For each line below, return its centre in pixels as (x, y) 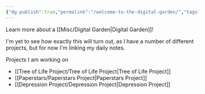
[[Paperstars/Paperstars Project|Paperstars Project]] (81, 78)
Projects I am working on (37, 59)
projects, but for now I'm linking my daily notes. (65, 48)
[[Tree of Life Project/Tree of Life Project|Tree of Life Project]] (93, 71)
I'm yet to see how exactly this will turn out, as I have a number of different (100, 41)
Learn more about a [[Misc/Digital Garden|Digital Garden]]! (80, 29)
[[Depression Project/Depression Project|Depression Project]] (92, 84)
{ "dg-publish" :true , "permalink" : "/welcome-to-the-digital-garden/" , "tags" (103, 12)
